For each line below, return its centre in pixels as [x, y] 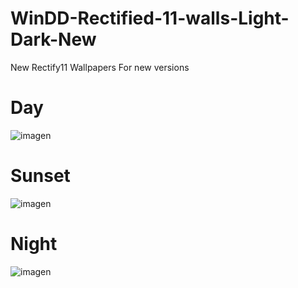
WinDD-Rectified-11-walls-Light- [150, 18]
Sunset [40, 176]
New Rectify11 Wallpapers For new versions [100, 67]
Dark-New [53, 39]
